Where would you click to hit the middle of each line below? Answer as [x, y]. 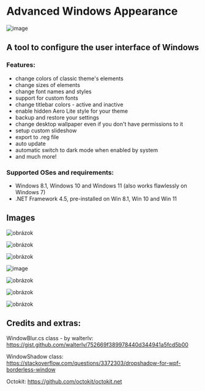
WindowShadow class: [35, 356]
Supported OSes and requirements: [60, 172]
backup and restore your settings [57, 117]
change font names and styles [53, 91]
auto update [30, 143]
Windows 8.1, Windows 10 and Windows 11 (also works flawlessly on [101, 186]
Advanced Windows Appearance [92, 11]
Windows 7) [30, 192]
